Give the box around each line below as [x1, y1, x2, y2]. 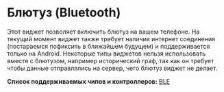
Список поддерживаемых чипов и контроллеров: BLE [7, 77, 171, 85]
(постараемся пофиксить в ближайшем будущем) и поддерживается [7, 42, 210, 50]
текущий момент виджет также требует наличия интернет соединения [7, 34, 216, 43]
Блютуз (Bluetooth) [7, 5, 121, 21]
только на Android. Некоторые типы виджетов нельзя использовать [7, 49, 206, 58]
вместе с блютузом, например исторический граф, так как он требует [7, 56, 214, 65]
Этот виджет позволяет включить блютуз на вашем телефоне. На [7, 27, 200, 36]
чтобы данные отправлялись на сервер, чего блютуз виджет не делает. [7, 64, 218, 72]
